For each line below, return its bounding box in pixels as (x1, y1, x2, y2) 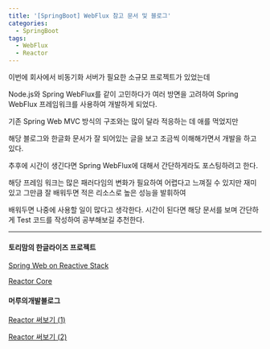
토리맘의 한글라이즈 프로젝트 (8, 242, 96, 252)
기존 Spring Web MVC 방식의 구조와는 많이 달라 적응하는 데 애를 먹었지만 (8, 117, 239, 125)
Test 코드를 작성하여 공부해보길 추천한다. (16, 215, 145, 224)
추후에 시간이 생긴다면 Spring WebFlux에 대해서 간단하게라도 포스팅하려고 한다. (8, 161, 259, 170)
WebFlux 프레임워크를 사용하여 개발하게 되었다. (8, 100, 158, 109)
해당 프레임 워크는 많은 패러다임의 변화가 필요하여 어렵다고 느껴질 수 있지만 (8, 178, 243, 187)
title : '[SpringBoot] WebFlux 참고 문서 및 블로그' (8, 11, 171, 20)
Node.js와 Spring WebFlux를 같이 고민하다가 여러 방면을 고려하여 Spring (8, 89, 239, 99)
